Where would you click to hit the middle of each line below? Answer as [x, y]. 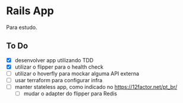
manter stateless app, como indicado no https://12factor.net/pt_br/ [96, 87]
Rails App [30, 11]
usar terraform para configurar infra [59, 80]
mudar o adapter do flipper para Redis [70, 94]
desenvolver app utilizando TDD [54, 60]
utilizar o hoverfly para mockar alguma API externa [77, 73]
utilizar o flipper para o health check [59, 67]
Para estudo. [22, 27]
